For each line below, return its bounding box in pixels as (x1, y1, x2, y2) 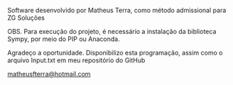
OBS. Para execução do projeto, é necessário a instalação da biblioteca (7, 28, 217, 35)
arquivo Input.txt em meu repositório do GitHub (7, 56, 146, 64)
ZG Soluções (7, 13, 45, 22)
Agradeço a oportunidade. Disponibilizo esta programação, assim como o (7, 49, 223, 57)
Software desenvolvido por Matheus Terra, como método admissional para (7, 6, 227, 14)
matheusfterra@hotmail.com (7, 70, 91, 78)
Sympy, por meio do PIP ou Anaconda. (7, 35, 120, 43)
